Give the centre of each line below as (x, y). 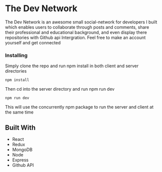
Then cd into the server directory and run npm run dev (60, 89)
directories (16, 71)
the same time (19, 112)
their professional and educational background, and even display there (76, 32)
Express (20, 160)
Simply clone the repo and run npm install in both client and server (72, 66)
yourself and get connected (33, 42)
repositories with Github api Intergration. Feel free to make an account (75, 38)
